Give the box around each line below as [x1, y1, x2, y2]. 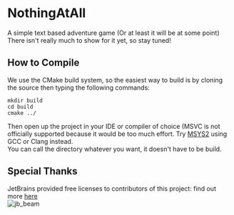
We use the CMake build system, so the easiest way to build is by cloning [7, 75, 223, 84]
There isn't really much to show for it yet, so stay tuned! [7, 36, 171, 44]
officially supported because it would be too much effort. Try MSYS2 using [7, 130, 228, 138]
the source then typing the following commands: [7, 83, 150, 92]
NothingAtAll [7, 5, 86, 21]
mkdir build [7, 97, 43, 104]
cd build [7, 103, 34, 110]
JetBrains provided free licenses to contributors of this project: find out [7, 184, 216, 193]
